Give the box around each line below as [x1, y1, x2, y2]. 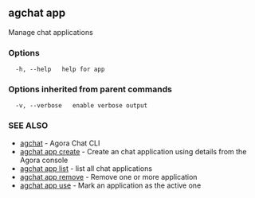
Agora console [19, 155, 69, 165]
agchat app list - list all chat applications [19, 163, 153, 173]
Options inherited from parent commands [8, 83, 173, 95]
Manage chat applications [8, 27, 93, 37]
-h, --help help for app [15, 65, 105, 74]
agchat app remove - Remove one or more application [19, 172, 198, 181]
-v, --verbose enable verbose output [15, 102, 148, 110]
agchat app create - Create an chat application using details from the [19, 146, 247, 156]
